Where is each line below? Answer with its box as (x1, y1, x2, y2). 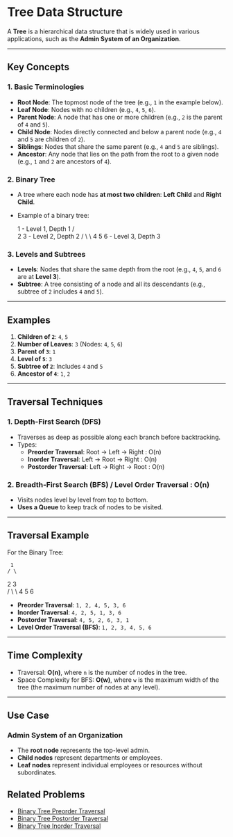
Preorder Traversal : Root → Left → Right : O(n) (27, 447, 162, 456)
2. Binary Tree (7, 175, 55, 184)
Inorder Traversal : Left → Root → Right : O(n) (27, 455, 157, 463)
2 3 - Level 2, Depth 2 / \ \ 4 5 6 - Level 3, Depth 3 (17, 232, 161, 240)
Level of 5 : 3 (17, 355, 53, 363)
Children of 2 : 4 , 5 (17, 333, 68, 341)
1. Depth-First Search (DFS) (7, 417, 101, 427)
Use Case (7, 710, 50, 722)
